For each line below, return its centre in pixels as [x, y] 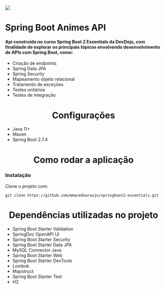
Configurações [83, 115]
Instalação [18, 175]
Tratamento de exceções [38, 85]
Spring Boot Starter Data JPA [42, 245]
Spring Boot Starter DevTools [42, 261]
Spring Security [28, 74]
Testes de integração [34, 95]
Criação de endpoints [35, 63]
